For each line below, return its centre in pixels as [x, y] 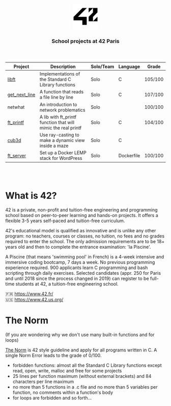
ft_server [17, 155]
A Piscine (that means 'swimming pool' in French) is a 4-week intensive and [85, 256]
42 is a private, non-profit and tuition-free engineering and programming [81, 210]
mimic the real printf [61, 128]
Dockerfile [129, 155]
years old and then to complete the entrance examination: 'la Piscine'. [78, 247]
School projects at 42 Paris [85, 41]
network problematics [62, 110]
